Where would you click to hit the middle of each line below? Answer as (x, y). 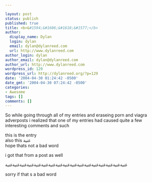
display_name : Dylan (31, 37)
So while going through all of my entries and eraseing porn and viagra (76, 115)
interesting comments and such (37, 126)
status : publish (22, 18)
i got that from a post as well (34, 155)
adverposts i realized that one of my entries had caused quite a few (74, 120)
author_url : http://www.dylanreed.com (45, 65)
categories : (17, 87)
